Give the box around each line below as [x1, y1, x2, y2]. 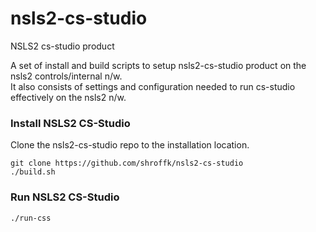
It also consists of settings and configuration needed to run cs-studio [10, 80, 296, 92]
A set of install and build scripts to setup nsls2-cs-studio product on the [10, 59, 307, 71]
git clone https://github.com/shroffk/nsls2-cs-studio [10, 158, 244, 169]
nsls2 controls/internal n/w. [10, 70, 123, 82]
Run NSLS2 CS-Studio [10, 190, 120, 204]
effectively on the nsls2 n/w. [10, 91, 127, 103]
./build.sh [10, 167, 56, 177]
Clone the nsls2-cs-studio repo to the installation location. [10, 139, 250, 151]
